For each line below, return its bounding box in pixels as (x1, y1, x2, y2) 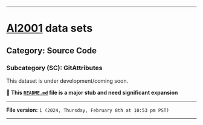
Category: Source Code (6, 45, 97, 56)
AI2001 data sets (6, 22, 93, 35)
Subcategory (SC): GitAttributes (6, 63, 103, 72)
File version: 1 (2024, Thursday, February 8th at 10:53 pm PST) (6, 106, 169, 114)
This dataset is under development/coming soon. (6, 77, 129, 85)
